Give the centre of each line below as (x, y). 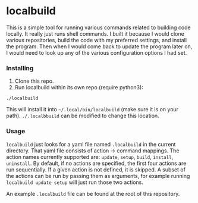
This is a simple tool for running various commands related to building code (99, 27)
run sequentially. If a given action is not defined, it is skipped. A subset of (96, 169)
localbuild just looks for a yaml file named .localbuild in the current (91, 144)
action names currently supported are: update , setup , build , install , (90, 157)
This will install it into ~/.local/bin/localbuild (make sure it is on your (92, 110)
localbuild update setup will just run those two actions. (75, 182)
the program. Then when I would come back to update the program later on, (99, 46)
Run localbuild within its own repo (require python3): (79, 88)
